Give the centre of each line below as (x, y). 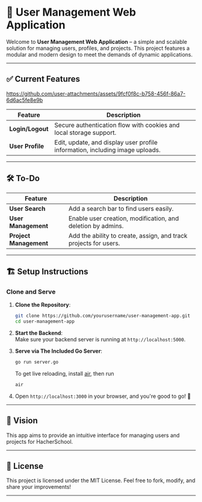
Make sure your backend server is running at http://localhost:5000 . (100, 339)
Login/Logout (29, 129)
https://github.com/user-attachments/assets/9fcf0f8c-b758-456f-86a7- (96, 93)
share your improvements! (38, 487)
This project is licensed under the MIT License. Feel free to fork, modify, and (101, 480)
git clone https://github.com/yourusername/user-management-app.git (103, 316)
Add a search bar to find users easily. (121, 208)
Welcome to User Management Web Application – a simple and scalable (97, 42)
